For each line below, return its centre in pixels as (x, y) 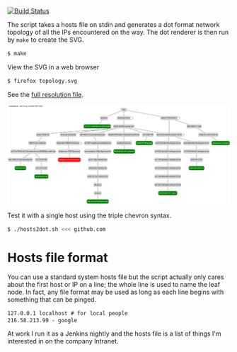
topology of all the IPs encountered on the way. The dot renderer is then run (118, 32)
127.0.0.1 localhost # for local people (68, 314)
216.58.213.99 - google (42, 321)
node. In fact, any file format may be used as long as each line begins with (116, 292)
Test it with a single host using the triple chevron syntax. (89, 215)
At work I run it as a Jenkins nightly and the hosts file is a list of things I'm (114, 334)
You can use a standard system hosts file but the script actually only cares (116, 277)
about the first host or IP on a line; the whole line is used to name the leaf (114, 285)
